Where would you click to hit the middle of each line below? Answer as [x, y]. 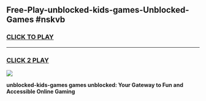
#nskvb [51, 20]
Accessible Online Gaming [41, 91]
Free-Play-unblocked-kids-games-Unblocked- [98, 10]
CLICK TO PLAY [30, 37]
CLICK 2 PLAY [28, 60]
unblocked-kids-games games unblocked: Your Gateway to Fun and [95, 84]
